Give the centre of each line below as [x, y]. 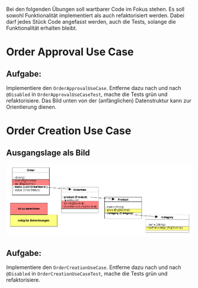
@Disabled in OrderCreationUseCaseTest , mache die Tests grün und [87, 274]
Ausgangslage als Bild [48, 153]
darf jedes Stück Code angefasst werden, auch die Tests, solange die [91, 22]
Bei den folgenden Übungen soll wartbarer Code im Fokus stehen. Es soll [95, 9]
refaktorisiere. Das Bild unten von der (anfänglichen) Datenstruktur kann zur [99, 100]
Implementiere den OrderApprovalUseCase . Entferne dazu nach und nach [94, 88]
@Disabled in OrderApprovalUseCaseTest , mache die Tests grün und [87, 94]
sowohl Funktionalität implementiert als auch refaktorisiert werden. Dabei [95, 15]
